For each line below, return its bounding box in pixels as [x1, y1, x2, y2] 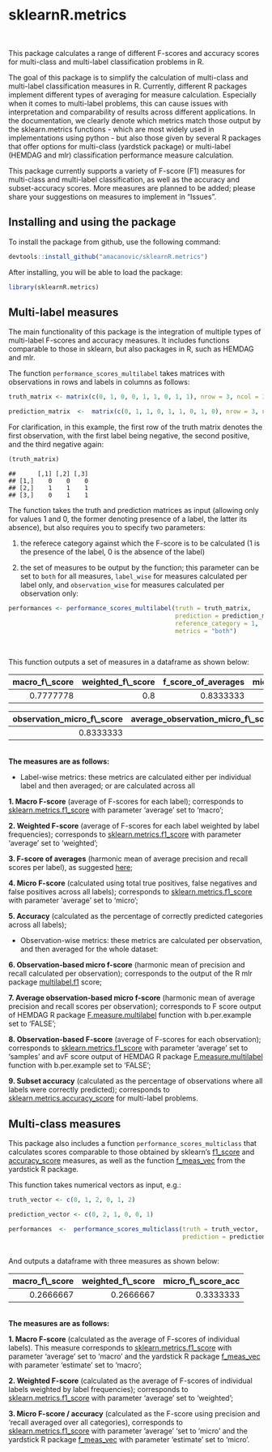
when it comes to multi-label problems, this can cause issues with [8, 98, 228, 108]
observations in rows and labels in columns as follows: [8, 377, 190, 387]
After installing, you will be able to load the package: [8, 267, 184, 277]
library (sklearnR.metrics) [8, 282, 100, 291]
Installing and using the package [8, 215, 176, 229]
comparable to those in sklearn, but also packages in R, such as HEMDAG [8, 344, 254, 354]
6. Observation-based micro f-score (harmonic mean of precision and [8, 960, 245, 970]
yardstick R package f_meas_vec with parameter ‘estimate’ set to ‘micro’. [8, 1434, 250, 1444]
